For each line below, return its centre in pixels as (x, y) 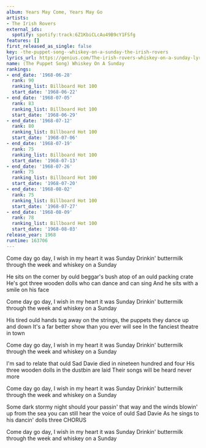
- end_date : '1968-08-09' (39, 212)
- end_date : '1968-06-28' (39, 75)
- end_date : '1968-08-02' (39, 189)
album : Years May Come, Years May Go (55, 12)
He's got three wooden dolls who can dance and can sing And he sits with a (102, 283)
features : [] (23, 41)
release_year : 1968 (31, 235)
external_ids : (25, 29)
